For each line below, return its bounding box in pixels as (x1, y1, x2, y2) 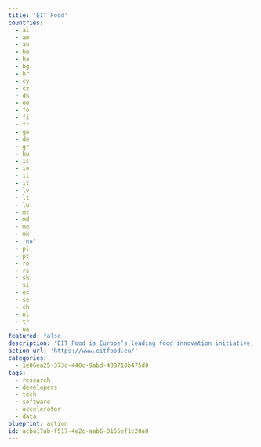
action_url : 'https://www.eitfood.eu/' (8, 347, 139, 355)
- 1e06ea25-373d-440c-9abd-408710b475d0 (15, 362, 149, 369)
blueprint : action (8, 420, 68, 427)
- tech (15, 391, 37, 398)
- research (15, 376, 51, 384)
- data (15, 412, 37, 420)
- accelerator (15, 405, 61, 413)
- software (15, 398, 51, 406)
